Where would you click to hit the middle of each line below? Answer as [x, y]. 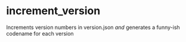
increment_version [53, 11]
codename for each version [40, 33]
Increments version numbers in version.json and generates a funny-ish [93, 27]
